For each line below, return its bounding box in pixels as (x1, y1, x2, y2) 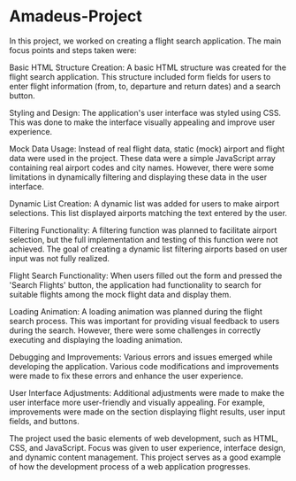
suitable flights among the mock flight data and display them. (9, 289, 231, 299)
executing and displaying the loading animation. (9, 334, 183, 345)
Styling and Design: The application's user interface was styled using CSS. (9, 107, 281, 118)
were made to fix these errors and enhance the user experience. (9, 370, 244, 381)
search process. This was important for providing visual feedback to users (9, 315, 280, 326)
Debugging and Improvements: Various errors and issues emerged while (9, 352, 273, 362)
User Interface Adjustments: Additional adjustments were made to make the (9, 387, 285, 398)
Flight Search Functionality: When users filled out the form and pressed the (9, 270, 283, 281)
